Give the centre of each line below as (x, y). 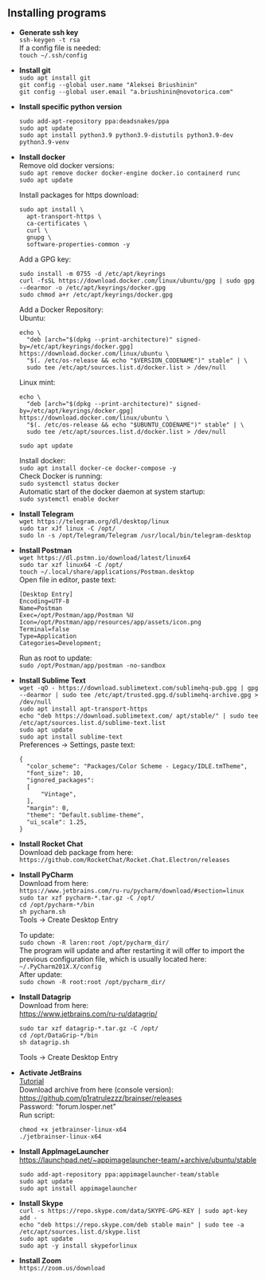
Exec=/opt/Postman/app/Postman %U (76, 615)
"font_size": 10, (55, 773)
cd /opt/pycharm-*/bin (57, 904)
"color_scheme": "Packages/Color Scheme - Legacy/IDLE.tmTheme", (137, 766)
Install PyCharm (46, 874)
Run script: (37, 1115)
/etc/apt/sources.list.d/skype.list (80, 1231)
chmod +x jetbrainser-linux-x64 (72, 1129)
